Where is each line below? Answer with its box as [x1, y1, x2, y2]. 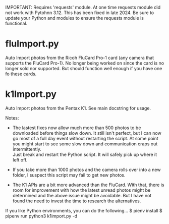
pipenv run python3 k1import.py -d [5, 213, 78, 219]
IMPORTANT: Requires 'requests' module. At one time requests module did [5, 5, 161, 10]
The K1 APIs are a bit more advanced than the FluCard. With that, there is [12, 182, 164, 188]
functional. [5, 20, 28, 26]
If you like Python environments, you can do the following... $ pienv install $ [5, 207, 162, 213]
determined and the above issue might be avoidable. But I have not [12, 192, 152, 198]
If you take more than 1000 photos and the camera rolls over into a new [12, 166, 161, 173]
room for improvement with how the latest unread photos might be [12, 187, 151, 193]
